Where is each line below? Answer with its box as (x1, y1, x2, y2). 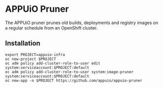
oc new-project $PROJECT (5, 57, 56, 61)
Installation (5, 39, 41, 48)
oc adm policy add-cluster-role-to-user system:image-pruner (5, 69, 134, 74)
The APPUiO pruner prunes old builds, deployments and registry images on (5, 20, 159, 26)
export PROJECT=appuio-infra (5, 52, 65, 57)
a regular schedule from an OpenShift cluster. (5, 25, 98, 30)
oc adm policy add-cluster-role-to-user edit (5, 60, 100, 66)
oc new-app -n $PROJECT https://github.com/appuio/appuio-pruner (5, 78, 142, 83)
